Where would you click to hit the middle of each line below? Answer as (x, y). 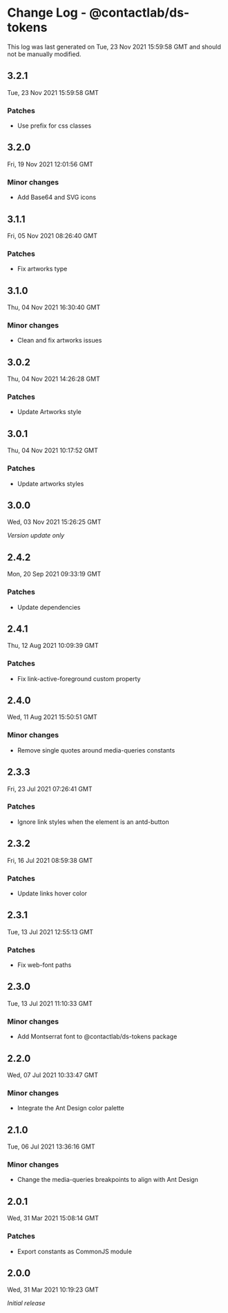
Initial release (26, 1303)
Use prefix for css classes (54, 126)
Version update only (36, 535)
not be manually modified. (44, 54)
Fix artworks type (42, 269)
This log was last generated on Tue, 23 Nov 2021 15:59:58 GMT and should (114, 46)
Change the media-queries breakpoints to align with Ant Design (108, 1180)
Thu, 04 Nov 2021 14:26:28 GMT (54, 379)
